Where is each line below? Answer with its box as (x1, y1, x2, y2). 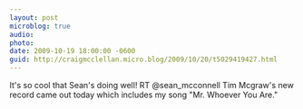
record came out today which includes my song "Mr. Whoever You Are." (9, 89, 279, 100)
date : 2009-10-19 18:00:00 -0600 (9, 47, 136, 56)
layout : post (9, 13, 59, 23)
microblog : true (9, 22, 71, 31)
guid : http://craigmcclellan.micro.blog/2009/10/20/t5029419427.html (9, 55, 279, 64)
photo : (9, 38, 34, 48)
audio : (9, 30, 34, 39)
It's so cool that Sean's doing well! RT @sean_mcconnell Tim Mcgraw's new (9, 80, 295, 90)
